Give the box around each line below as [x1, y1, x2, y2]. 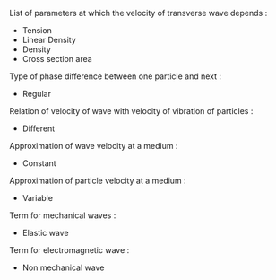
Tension [22, 25, 52, 35]
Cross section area [22, 54, 92, 64]
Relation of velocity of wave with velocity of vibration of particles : [9, 106, 254, 116]
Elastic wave [22, 228, 69, 238]
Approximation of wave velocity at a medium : [9, 141, 178, 151]
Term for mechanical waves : [9, 210, 116, 221]
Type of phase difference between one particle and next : [9, 71, 222, 82]
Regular [22, 89, 52, 99]
